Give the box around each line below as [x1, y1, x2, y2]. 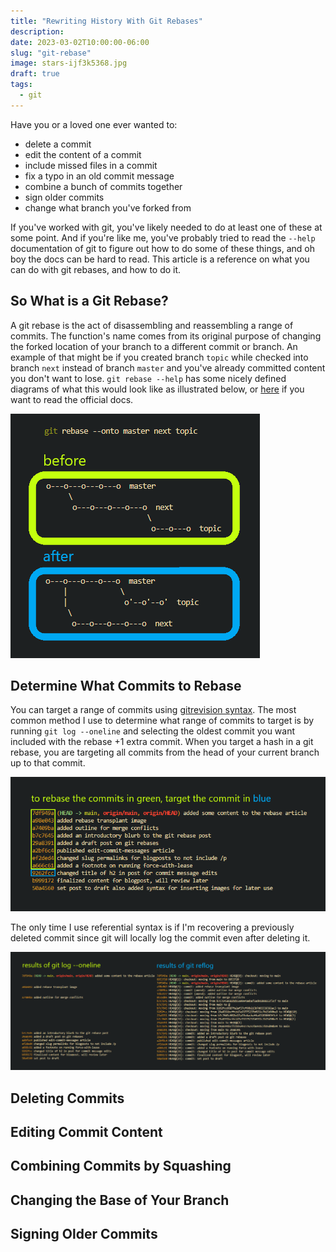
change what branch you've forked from [24, 201, 192, 214]
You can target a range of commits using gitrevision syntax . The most [10, 704, 297, 716]
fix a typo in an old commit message [24, 170, 175, 182]
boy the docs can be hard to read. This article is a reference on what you [10, 253, 310, 265]
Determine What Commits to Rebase [10, 677, 242, 694]
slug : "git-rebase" [10, 48, 92, 58]
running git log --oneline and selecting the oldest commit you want [10, 725, 296, 737]
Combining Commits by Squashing [10, 1158, 232, 1175]
